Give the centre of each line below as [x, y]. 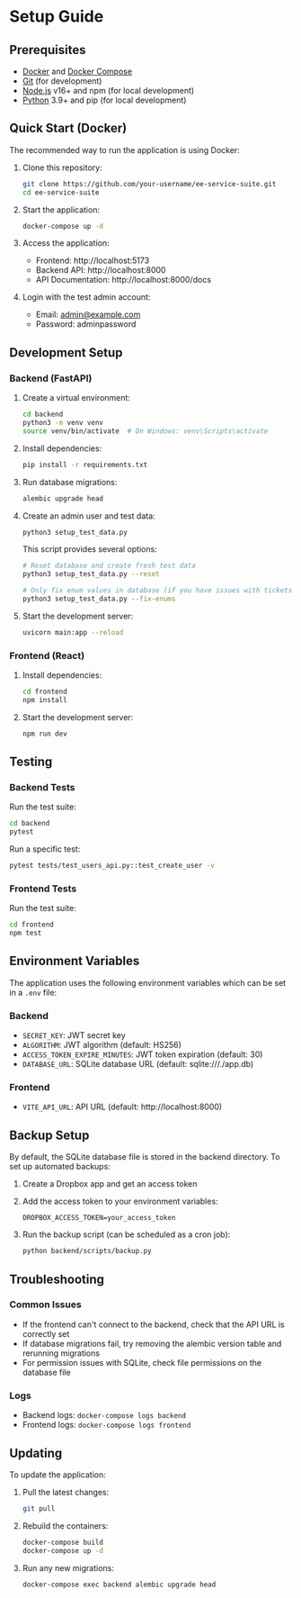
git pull [39, 1508]
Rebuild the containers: [65, 1526]
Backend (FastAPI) [51, 378]
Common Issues [46, 1305]
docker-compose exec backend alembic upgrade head [119, 1584]
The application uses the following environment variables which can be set [148, 982]
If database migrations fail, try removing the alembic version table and [152, 1343]
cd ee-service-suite [61, 192]
